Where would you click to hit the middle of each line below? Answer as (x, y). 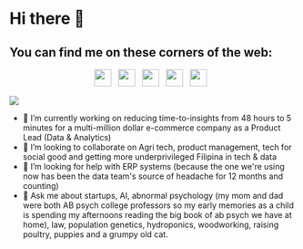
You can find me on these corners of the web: (141, 52)
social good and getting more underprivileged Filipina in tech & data (150, 157)
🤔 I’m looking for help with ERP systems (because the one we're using (153, 166)
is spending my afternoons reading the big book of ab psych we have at (157, 215)
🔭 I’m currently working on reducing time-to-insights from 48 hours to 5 (157, 118)
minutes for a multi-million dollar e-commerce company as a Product (151, 128)
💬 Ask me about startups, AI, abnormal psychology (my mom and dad (153, 196)
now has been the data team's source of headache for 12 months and (153, 176)
